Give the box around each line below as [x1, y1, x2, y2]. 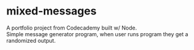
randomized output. [6, 37, 56, 44]
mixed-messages [6, 4, 97, 18]
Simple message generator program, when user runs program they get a [6, 30, 189, 37]
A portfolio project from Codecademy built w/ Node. [6, 24, 137, 31]
